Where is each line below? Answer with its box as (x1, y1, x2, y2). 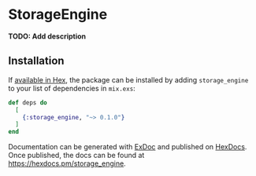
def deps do (8, 98, 47, 107)
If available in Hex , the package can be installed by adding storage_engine (8, 75, 249, 84)
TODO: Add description (8, 31, 87, 41)
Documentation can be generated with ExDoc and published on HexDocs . (8, 142, 247, 152)
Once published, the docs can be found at (8, 151, 145, 160)
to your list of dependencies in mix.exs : (8, 83, 135, 93)
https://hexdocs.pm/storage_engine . (8, 159, 126, 168)
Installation (8, 54, 65, 68)
